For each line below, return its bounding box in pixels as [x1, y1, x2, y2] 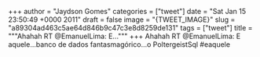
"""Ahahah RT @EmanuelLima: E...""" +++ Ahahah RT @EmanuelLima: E [8, 31, 241, 41]
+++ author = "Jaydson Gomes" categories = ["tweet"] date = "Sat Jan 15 [8, 7, 246, 16]
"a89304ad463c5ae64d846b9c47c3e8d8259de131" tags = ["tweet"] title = [8, 23, 253, 32]
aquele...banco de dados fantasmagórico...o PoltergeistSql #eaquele [8, 40, 230, 49]
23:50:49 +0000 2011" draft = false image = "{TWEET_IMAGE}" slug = [8, 15, 236, 24]
